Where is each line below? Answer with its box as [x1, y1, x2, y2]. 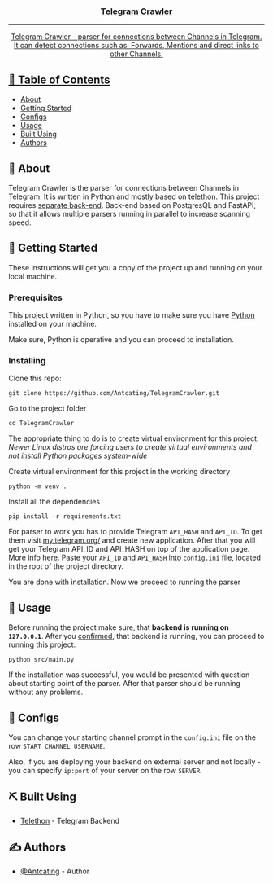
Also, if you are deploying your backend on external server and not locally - [8, 756, 262, 767]
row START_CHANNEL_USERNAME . [8, 741, 106, 750]
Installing [8, 354, 46, 366]
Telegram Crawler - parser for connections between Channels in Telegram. [11, 32, 262, 42]
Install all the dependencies [8, 497, 100, 507]
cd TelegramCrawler [8, 420, 75, 428]
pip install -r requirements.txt [8, 512, 122, 521]
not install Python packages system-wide [8, 451, 148, 461]
